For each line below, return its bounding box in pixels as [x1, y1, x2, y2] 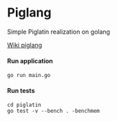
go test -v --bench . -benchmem [7, 108, 100, 115]
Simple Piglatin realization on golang [7, 27, 110, 36]
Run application [7, 56, 54, 65]
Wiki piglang [7, 41, 43, 49]
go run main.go [7, 72, 51, 79]
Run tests [7, 86, 35, 94]
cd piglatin [7, 102, 41, 109]
